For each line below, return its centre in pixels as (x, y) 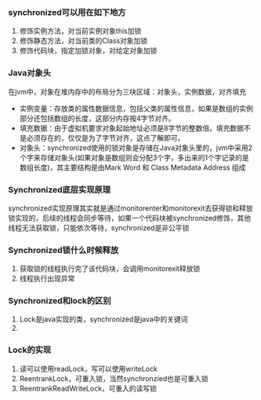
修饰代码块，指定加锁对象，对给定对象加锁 (88, 51)
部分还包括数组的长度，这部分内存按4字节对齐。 (97, 118)
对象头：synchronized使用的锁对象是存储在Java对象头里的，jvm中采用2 (136, 148)
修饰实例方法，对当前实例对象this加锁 (80, 31)
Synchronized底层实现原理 (60, 189)
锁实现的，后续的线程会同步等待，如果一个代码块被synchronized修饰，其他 (130, 218)
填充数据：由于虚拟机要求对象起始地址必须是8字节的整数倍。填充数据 (132, 128)
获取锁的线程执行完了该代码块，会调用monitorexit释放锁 (110, 269)
